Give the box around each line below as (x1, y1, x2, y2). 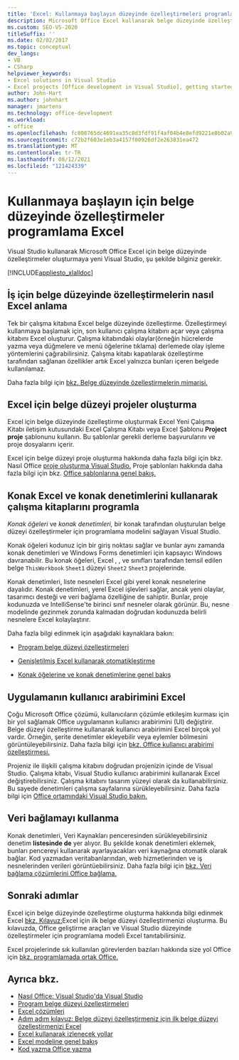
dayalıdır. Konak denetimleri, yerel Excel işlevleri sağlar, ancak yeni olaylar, (7, 585, 225, 594)
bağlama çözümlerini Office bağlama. (7, 869, 117, 877)
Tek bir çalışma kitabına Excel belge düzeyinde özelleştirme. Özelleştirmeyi (7, 319, 227, 327)
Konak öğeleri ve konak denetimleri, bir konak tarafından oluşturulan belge (7, 520, 226, 529)
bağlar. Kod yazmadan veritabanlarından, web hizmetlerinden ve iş (7, 854, 203, 862)
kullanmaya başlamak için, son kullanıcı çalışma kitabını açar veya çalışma (7, 327, 224, 335)
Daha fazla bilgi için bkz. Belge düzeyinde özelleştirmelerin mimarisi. (7, 378, 208, 386)
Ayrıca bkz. (7, 972, 59, 985)
